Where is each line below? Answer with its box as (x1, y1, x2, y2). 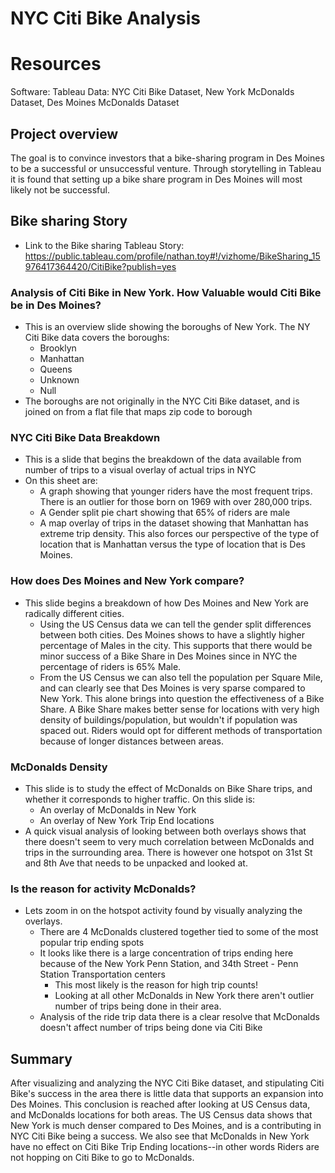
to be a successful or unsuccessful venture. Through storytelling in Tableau (10, 162, 322, 174)
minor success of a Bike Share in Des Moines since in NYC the (39, 650, 298, 662)
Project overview (10, 125, 119, 142)
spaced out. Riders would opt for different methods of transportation (39, 724, 323, 736)
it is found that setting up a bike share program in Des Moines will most (10, 173, 303, 185)
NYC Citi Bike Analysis (10, 7, 202, 30)
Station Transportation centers (39, 968, 166, 981)
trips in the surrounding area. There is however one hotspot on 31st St (24, 846, 313, 858)
